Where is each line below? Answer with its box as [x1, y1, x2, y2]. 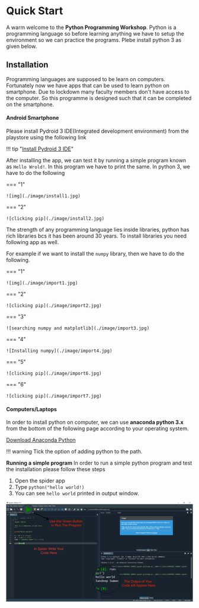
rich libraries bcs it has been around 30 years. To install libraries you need [6, 232, 187, 239]
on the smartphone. [6, 101, 54, 108]
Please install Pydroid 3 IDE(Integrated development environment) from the [6, 127, 190, 135]
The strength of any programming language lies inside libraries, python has [6, 226, 190, 233]
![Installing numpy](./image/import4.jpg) [6, 348, 113, 354]
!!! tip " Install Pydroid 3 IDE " [6, 145, 74, 152]
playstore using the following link [6, 133, 87, 140]
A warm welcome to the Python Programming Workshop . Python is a [6, 24, 176, 31]
